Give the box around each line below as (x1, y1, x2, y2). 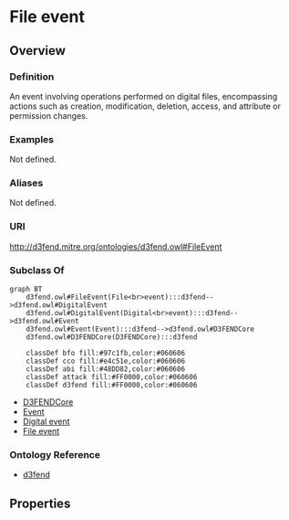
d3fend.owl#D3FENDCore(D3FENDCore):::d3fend (26, 333, 198, 342)
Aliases (9, 176, 44, 189)
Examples (9, 133, 55, 145)
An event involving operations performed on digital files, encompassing (9, 90, 278, 101)
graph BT (9, 285, 43, 294)
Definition (9, 70, 55, 83)
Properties (9, 495, 71, 511)
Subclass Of (9, 263, 66, 276)
